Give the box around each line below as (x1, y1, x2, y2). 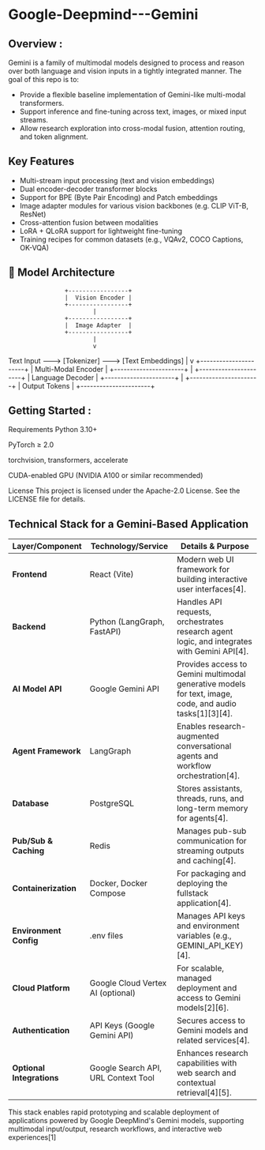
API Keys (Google (89, 1020, 155, 1032)
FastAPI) (89, 626, 121, 637)
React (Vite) (89, 569, 134, 580)
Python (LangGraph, (89, 616, 165, 627)
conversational (176, 741, 232, 752)
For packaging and (176, 868, 246, 879)
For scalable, (176, 963, 225, 974)
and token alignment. (19, 132, 88, 141)
